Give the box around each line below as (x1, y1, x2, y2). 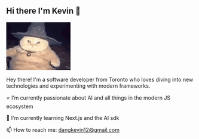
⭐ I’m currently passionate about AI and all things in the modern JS (6, 94, 171, 101)
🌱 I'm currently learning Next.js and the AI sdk (6, 114, 120, 121)
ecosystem (6, 103, 34, 110)
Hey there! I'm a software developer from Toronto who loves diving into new (6, 76, 194, 83)
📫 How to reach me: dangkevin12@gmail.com (6, 126, 120, 133)
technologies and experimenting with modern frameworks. (6, 82, 151, 89)
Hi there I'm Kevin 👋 (6, 6, 81, 16)
